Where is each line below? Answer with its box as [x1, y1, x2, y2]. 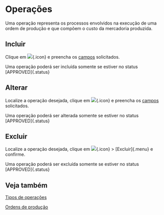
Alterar [5, 84, 28, 92]
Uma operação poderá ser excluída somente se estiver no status [5, 161, 139, 167]
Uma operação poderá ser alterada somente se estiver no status [5, 112, 139, 118]
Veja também [5, 181, 48, 189]
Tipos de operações [5, 194, 47, 200]
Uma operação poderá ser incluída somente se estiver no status [5, 64, 138, 70]
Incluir [5, 40, 26, 49]
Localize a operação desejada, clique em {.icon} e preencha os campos [5, 97, 159, 103]
